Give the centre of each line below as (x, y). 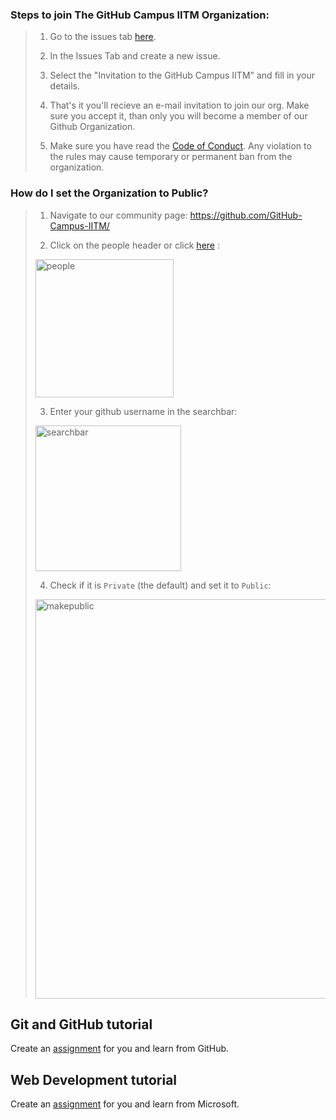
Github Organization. (92, 127)
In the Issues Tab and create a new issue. (135, 56)
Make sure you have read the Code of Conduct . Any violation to (180, 146)
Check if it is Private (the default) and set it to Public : (160, 585)
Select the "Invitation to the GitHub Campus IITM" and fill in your (182, 75)
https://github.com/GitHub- (246, 215)
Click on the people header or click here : (134, 245)
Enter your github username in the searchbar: (143, 411)
